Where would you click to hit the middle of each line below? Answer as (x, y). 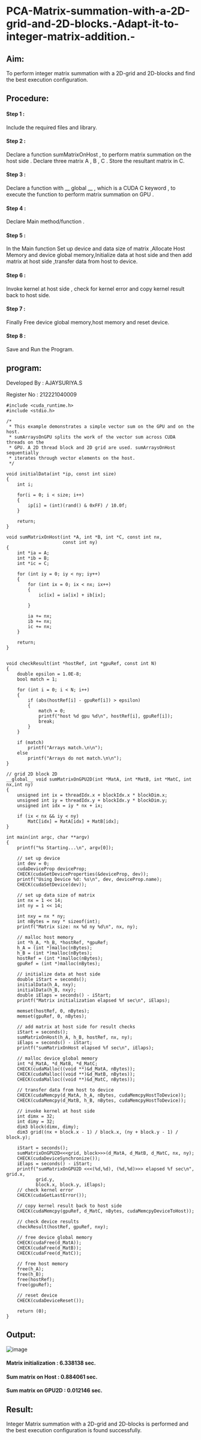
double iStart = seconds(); (52, 979)
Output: (21, 1335)
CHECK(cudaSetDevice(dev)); (52, 885)
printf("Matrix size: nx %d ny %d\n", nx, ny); (77, 927)
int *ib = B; (33, 558)
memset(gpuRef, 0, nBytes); (52, 1016)
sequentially (22, 453)
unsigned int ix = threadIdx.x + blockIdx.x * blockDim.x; (92, 795)
